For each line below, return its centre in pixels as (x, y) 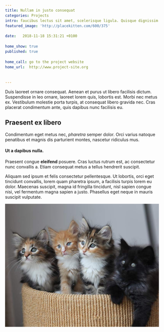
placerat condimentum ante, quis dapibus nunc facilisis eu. (64, 107)
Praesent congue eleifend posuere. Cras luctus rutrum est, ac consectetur (80, 162)
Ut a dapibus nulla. (24, 151)
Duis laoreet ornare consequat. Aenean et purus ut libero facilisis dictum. (79, 92)
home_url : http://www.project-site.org (47, 67)
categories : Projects (27, 15)
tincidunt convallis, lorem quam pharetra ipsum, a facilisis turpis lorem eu (79, 182)
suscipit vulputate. (24, 197)
